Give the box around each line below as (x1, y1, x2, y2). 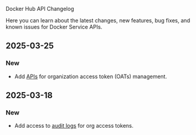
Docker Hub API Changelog (5, 5, 74, 12)
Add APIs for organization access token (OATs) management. (14, 73, 168, 80)
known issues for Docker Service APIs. (5, 24, 103, 30)
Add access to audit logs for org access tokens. (14, 122, 134, 130)
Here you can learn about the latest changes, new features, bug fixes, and (5, 17, 191, 24)
